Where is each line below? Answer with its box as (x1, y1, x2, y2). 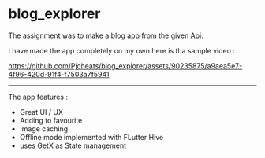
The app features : (8, 92, 69, 101)
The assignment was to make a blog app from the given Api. (8, 31, 203, 40)
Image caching (19, 123, 69, 134)
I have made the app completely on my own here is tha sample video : (8, 46, 235, 55)
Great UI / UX (19, 107, 64, 116)
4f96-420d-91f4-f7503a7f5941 (8, 69, 110, 79)
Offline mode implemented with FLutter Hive (19, 132, 164, 141)
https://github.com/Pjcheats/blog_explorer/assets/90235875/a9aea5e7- (8, 61, 243, 71)
